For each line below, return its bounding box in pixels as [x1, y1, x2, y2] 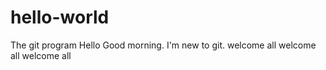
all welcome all [10, 49, 72, 61]
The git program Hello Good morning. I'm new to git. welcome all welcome [10, 39, 317, 51]
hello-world [10, 6, 110, 29]
